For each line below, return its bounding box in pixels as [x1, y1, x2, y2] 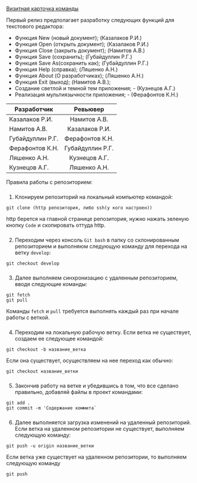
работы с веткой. [6, 314, 50, 321]
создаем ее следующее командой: [14, 335, 104, 342]
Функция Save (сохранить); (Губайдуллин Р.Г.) [14, 53, 132, 60]
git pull [6, 297, 28, 303]
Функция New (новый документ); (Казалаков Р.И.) [14, 34, 142, 41]
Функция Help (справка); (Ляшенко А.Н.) [14, 66, 118, 73]
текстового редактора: [6, 23, 64, 30]
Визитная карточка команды [6, 5, 79, 12]
